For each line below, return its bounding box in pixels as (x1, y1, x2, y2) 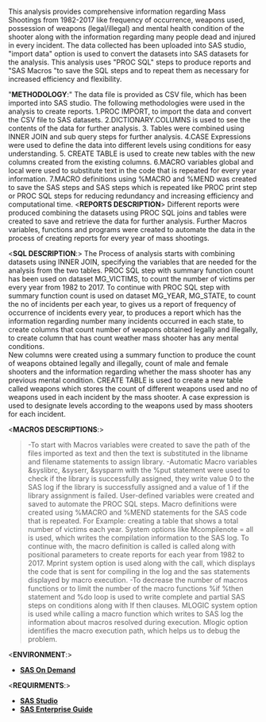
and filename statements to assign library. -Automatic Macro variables (27, 457, 258, 466)
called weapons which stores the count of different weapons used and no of (8, 384, 258, 393)
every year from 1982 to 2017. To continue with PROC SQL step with (8, 282, 230, 292)
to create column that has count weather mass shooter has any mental (8, 333, 239, 343)
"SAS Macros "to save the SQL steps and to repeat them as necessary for (8, 66, 250, 75)
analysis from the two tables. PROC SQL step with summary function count (8, 266, 254, 275)
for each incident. (8, 410, 66, 418)
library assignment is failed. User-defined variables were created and (27, 491, 255, 500)
